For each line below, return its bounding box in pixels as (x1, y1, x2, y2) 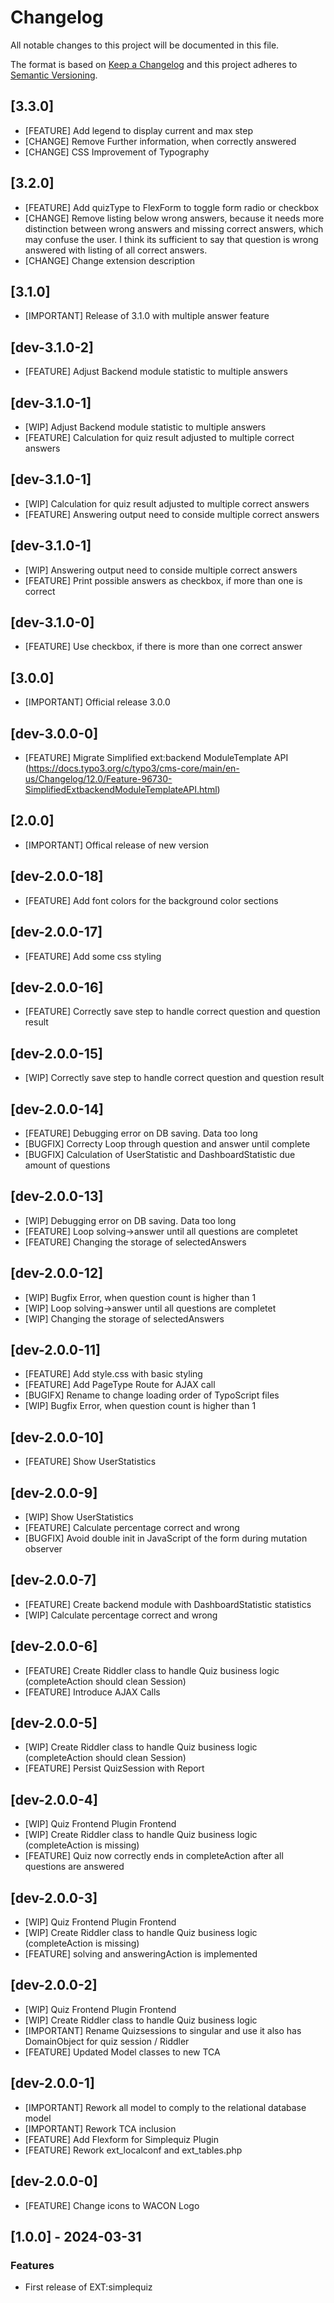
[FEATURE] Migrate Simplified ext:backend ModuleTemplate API (24, 752, 289, 764)
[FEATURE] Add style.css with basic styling (24, 1368, 203, 1380)
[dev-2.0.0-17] (10, 924, 103, 941)
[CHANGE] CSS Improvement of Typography (24, 146, 210, 158)
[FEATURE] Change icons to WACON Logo (24, 2199, 200, 2211)
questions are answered (24, 1861, 125, 1873)
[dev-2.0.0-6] (10, 1638, 98, 1655)
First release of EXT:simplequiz (24, 2281, 153, 2293)
